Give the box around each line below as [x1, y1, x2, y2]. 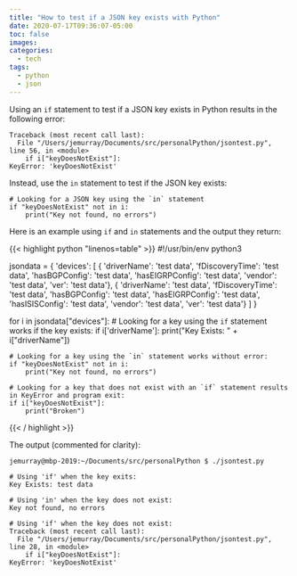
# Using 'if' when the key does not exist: [9, 519, 173, 528]
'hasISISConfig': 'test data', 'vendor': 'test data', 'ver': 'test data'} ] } [9, 298, 258, 309]
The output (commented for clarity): [9, 439, 140, 450]
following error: [9, 113, 66, 124]
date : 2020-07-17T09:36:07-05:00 [9, 21, 133, 30]
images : [9, 37, 38, 47]
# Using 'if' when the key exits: [9, 472, 138, 481]
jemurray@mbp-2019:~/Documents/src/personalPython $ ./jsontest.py [9, 457, 265, 465]
